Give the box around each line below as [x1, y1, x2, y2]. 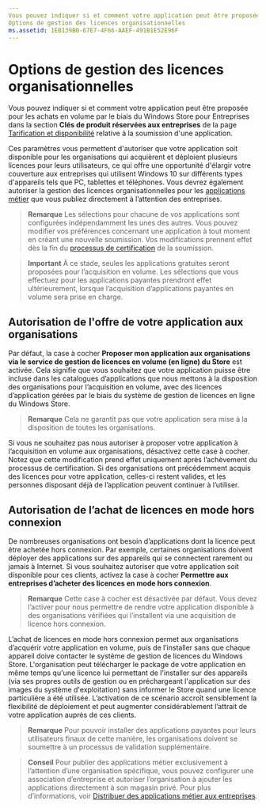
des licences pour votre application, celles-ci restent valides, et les [8, 472, 226, 481]
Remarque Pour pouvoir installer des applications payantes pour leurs [27, 725, 256, 734]
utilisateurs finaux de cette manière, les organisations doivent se [27, 734, 238, 743]
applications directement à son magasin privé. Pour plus [27, 783, 211, 792]
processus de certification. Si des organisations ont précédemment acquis [8, 464, 251, 473]
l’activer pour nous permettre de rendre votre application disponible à [27, 602, 255, 612]
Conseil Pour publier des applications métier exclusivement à [27, 757, 228, 767]
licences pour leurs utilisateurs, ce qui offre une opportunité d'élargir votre [8, 161, 252, 170]
